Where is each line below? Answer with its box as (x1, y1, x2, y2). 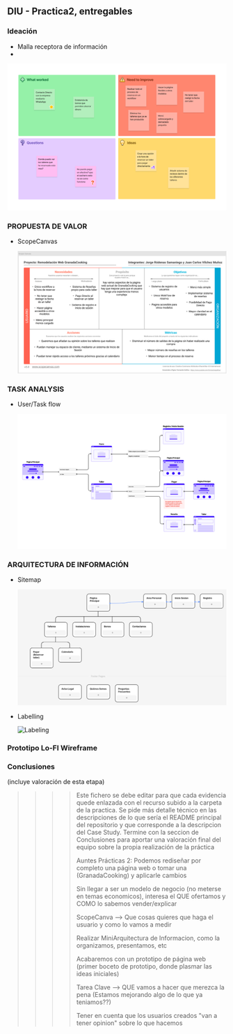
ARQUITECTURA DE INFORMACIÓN (7, 560, 129, 569)
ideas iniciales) (76, 970, 120, 978)
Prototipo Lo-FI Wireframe (7, 743, 97, 753)
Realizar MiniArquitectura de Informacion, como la (76, 934, 220, 943)
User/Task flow (17, 400, 61, 408)
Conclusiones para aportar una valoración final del (76, 835, 221, 844)
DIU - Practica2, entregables (7, 6, 133, 17)
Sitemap (17, 576, 42, 584)
